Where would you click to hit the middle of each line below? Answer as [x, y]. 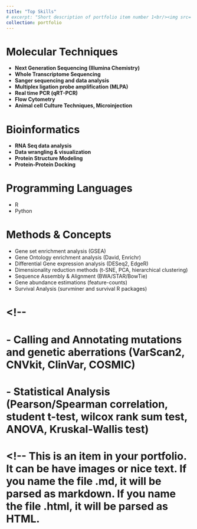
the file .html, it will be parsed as [87, 506]
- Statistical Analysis [58, 391]
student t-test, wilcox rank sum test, [97, 417]
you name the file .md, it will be [84, 481]
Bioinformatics [43, 129]
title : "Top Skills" [32, 11]
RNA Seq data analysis [43, 146]
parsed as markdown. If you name [91, 494]
